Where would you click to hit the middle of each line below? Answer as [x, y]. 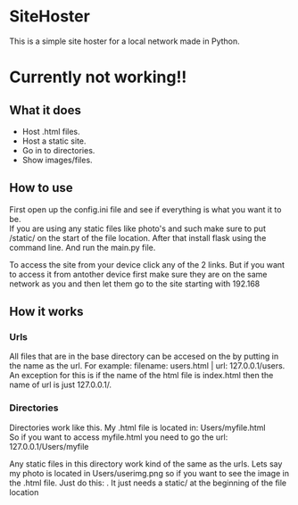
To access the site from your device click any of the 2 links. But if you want [147, 264]
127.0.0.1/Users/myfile [49, 446]
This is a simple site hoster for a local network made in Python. [125, 41]
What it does [46, 110]
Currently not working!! [98, 77]
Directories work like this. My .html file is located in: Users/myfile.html [137, 427]
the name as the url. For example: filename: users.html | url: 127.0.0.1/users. [147, 366]
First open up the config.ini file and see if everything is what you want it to [145, 209]
